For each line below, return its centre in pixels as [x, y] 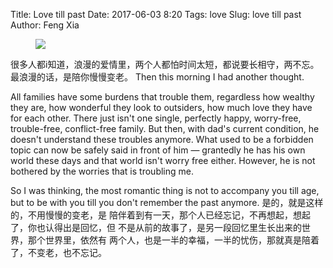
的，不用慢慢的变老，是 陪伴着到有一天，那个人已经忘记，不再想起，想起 [160, 215]
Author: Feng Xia [45, 25]
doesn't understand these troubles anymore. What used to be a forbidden [162, 139]
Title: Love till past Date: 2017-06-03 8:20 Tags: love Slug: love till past [156, 14]
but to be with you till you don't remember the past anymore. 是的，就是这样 [167, 202]
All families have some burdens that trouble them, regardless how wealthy [162, 97]
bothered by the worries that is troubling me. [102, 171]
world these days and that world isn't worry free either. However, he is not [163, 160]
